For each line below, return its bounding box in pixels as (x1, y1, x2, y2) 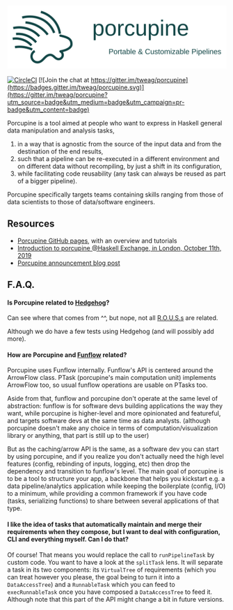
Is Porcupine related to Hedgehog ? (7, 298, 110, 307)
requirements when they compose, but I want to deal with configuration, (7, 527, 220, 535)
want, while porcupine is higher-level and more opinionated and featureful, (7, 409, 221, 418)
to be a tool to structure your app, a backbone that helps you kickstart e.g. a (7, 475, 225, 483)
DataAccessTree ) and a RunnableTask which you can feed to (7, 580, 175, 588)
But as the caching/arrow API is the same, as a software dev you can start (7, 445, 219, 453)
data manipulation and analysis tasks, (7, 126, 115, 135)
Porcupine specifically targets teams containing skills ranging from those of (7, 190, 224, 199)
